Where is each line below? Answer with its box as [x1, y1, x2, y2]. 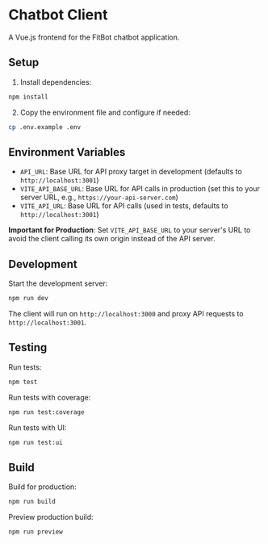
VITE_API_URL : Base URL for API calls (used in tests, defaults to [19, 201, 228, 211]
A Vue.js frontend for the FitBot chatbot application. [8, 32, 180, 42]
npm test [8, 378, 38, 386]
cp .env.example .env [8, 123, 82, 131]
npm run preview [8, 528, 63, 536]
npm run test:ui [8, 438, 63, 446]
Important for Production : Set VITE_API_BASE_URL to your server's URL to [8, 225, 251, 235]
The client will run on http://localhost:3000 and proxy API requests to [8, 309, 244, 318]
